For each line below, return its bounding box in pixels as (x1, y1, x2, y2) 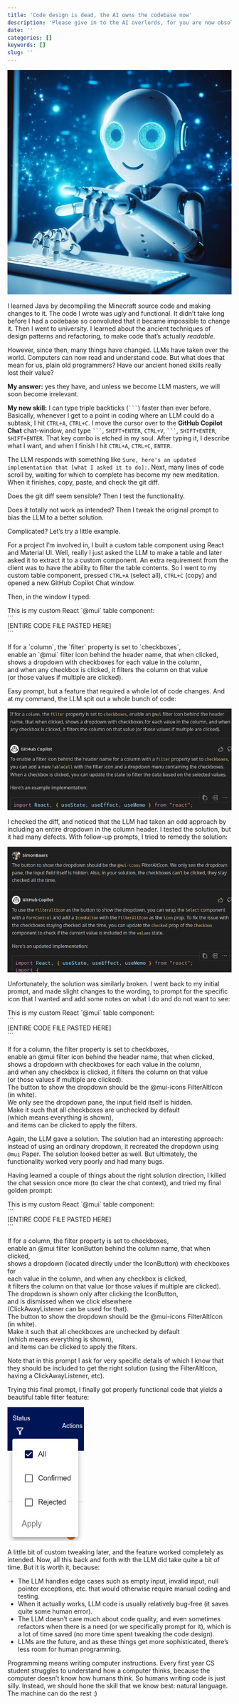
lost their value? (7, 368, 54, 377)
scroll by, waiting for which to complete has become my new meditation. (7, 470, 220, 479)
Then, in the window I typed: (7, 592, 91, 601)
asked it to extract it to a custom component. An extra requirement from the (7, 556, 229, 564)
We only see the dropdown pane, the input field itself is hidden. (7, 1098, 193, 1107)
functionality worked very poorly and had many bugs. (7, 1157, 165, 1166)
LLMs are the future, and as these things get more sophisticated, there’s (17, 1638, 229, 1646)
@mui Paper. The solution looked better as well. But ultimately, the (7, 1150, 198, 1158)
